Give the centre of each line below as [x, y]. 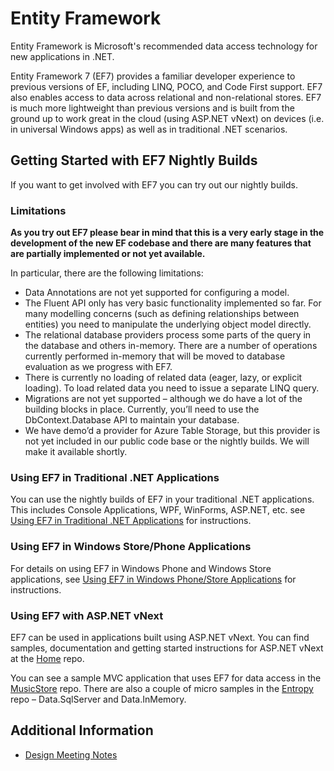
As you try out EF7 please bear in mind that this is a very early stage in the [167, 233]
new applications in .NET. [62, 56]
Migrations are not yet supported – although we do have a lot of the [163, 399]
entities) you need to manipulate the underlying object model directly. [168, 324]
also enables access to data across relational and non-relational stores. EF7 [166, 97]
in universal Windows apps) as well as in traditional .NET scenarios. [149, 129]
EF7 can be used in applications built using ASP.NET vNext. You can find [160, 637]
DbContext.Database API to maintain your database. [132, 420]
